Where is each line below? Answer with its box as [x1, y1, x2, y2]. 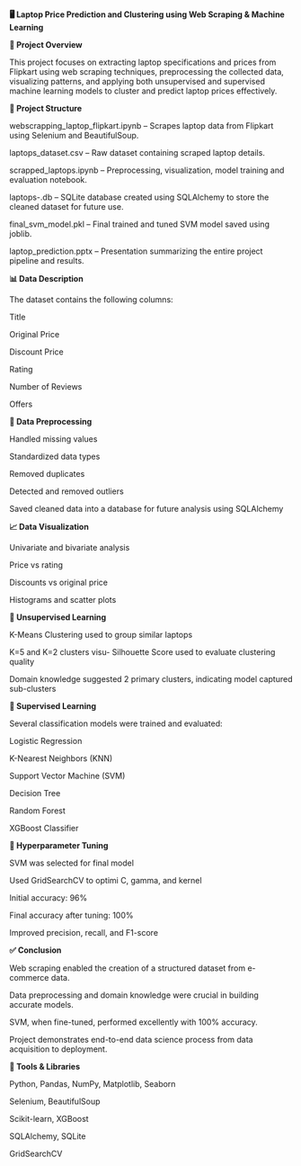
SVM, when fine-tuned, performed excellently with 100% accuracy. [9, 1017, 258, 1027]
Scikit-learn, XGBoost [9, 1114, 89, 1124]
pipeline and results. [9, 256, 84, 265]
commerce [9, 973, 49, 982]
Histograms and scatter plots [9, 595, 117, 605]
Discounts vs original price [9, 577, 108, 587]
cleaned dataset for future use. [9, 202, 124, 211]
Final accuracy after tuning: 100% [9, 910, 134, 920]
